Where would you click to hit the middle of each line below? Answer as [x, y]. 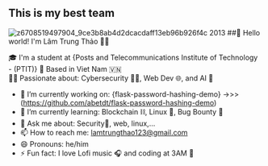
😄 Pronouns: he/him [54, 143]
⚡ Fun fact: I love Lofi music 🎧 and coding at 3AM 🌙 [107, 153]
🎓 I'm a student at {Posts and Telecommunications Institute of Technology [133, 57]
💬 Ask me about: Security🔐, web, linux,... [88, 123]
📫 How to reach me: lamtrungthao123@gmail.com [104, 132]
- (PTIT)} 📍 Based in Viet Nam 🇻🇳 [65, 68]
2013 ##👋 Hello [235, 32]
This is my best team [62, 13]
